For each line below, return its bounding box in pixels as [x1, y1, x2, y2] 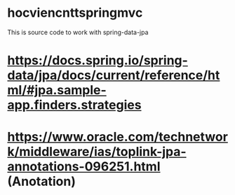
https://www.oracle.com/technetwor [7, 129, 228, 145]
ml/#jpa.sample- [7, 82, 107, 99]
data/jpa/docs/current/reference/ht [7, 68, 220, 83]
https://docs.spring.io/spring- [7, 52, 188, 68]
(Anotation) [7, 173, 76, 189]
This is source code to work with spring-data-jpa [7, 28, 149, 36]
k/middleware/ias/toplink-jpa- [7, 144, 187, 160]
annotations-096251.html [7, 159, 161, 175]
